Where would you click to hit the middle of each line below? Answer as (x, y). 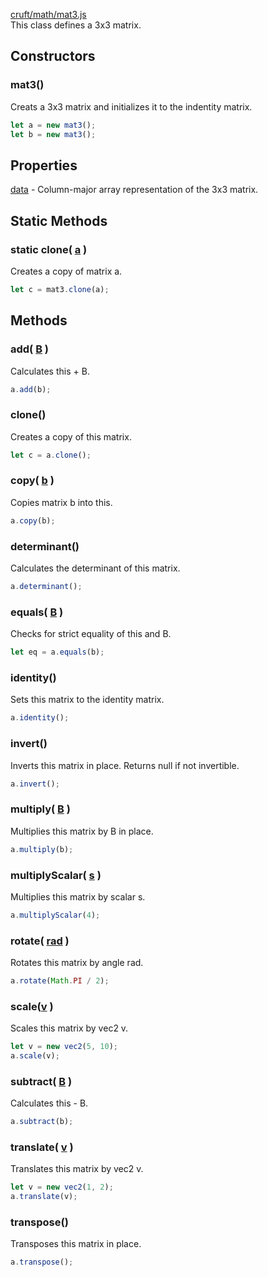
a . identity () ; (40, 718)
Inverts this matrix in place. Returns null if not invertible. (125, 765)
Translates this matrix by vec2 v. (77, 1169)
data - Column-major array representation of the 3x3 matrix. (134, 190)
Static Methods (59, 220)
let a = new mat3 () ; (53, 125)
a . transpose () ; (42, 1262)
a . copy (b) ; (33, 520)
